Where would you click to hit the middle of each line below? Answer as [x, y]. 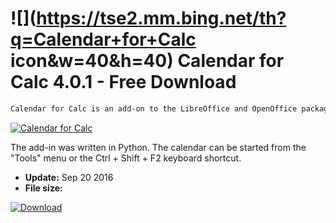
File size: [43, 188]
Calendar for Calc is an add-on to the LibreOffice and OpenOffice [154, 108]
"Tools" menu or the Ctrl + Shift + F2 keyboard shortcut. [126, 158]
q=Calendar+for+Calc [103, 39]
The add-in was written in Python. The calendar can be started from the [158, 147]
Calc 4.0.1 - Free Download [123, 82]
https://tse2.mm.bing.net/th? [161, 18]
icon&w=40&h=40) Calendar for [147, 61]
